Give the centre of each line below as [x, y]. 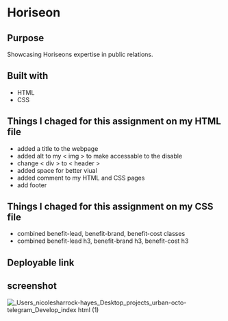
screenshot [32, 286]
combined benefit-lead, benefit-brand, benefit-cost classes [101, 234]
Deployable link [41, 262]
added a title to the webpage [58, 148]
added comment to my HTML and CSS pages [81, 178]
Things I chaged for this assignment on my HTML [114, 121]
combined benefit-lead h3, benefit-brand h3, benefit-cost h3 [103, 241]
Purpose [26, 38]
